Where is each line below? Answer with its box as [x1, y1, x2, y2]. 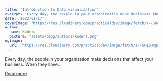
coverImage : [5, 20, 29, 26]
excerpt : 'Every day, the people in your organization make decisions [5, 12, 151, 16]
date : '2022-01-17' [5, 16, 45, 21]
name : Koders [9, 29, 36, 34]
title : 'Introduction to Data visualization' [5, 7, 98, 12]
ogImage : [5, 39, 23, 43]
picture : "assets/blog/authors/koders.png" [9, 34, 98, 39]
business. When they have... [5, 61, 62, 67]
